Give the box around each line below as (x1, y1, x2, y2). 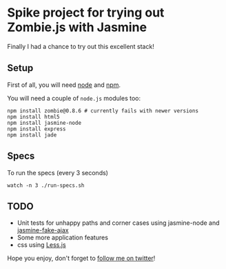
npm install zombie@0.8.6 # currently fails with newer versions (7, 107, 198, 114)
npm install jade (7, 131, 57, 139)
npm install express (7, 126, 67, 132)
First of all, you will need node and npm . (7, 81, 121, 89)
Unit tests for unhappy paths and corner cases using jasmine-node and (17, 219, 220, 227)
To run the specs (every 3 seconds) (7, 168, 109, 177)
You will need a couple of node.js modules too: (7, 94, 141, 102)
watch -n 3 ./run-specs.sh (7, 181, 85, 189)
